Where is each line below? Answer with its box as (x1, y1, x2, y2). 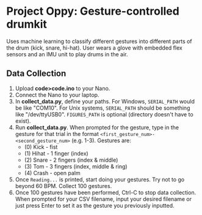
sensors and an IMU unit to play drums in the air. (6, 50, 128, 58)
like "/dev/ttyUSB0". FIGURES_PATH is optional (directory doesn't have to (15, 110, 193, 118)
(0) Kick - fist (24, 143, 58, 151)
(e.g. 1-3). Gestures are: (71, 137, 131, 144)
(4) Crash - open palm (24, 169, 81, 176)
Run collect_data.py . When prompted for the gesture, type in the (15, 124, 179, 131)
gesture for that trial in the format (15, 130, 99, 137)
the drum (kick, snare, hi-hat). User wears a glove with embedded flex (6, 44, 183, 51)
